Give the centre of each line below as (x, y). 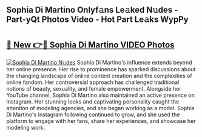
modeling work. (26, 128)
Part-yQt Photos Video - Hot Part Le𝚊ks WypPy (98, 20)
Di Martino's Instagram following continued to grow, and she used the (93, 114)
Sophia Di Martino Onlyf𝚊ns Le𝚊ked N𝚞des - (92, 10)
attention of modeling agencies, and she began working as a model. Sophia (101, 108)
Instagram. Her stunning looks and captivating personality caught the (93, 102)
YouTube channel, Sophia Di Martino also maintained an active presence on (101, 95)
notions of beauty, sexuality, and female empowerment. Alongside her (94, 89)
